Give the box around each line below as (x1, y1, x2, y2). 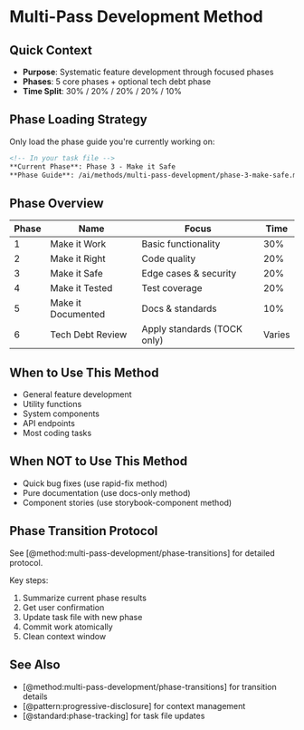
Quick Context (9, 43, 92, 58)
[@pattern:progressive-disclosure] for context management (22, 700, 246, 711)
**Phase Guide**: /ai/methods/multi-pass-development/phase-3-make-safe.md (9, 170, 301, 180)
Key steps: (9, 574, 49, 586)
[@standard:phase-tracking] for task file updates (22, 710, 205, 721)
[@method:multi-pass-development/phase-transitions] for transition (22, 681, 278, 692)
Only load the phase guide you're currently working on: (9, 136, 215, 147)
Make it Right (50, 252, 106, 265)
